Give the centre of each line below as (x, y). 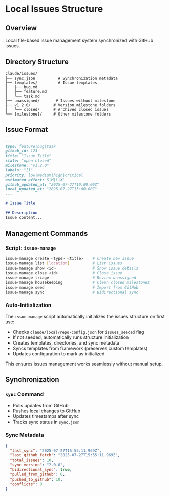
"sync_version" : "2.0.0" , (38, 465)
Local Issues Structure (54, 9)
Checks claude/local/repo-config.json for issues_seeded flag (78, 332)
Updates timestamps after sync (46, 416)
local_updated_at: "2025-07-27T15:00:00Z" (51, 189)
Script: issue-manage (31, 248)
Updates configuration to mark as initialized (59, 354)
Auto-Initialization (28, 305)
